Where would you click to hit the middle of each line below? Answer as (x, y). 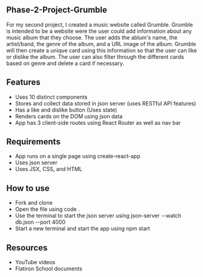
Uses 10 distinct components (51, 97)
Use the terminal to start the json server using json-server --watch (98, 216)
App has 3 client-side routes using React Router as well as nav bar (98, 122)
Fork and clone (34, 203)
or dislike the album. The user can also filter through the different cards (95, 56)
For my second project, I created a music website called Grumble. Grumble (100, 24)
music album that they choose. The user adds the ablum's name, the (92, 37)
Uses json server (36, 162)
